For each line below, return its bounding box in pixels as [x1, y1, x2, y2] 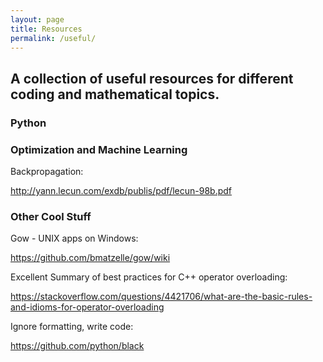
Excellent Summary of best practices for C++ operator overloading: [10, 271, 288, 283]
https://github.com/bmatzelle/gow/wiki [10, 252, 171, 264]
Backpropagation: [10, 165, 84, 177]
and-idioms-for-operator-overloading [10, 301, 165, 313]
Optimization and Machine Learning [10, 142, 188, 156]
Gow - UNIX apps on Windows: [10, 232, 139, 245]
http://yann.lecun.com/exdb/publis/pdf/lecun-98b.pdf [10, 184, 232, 196]
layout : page [10, 14, 65, 25]
